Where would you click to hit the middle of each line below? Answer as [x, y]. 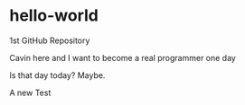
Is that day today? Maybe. [57, 75]
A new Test [30, 92]
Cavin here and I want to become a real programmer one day [123, 57]
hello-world [54, 16]
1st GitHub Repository [50, 40]
